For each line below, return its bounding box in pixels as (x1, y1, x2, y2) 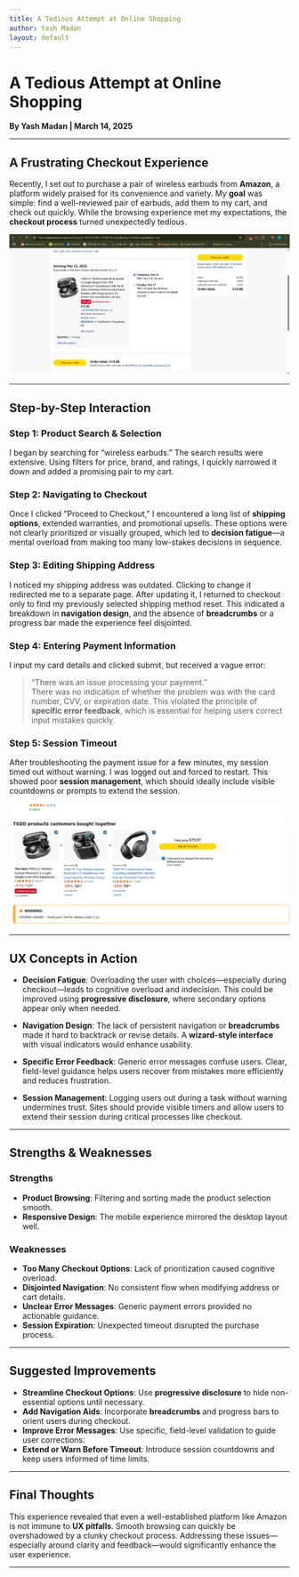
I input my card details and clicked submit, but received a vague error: (9, 659, 266, 670)
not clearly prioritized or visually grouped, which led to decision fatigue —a (9, 528, 285, 538)
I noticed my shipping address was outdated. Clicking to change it (9, 579, 252, 590)
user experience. (9, 1549, 71, 1559)
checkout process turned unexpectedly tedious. (9, 216, 188, 227)
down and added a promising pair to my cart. (9, 466, 174, 477)
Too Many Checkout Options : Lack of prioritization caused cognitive (21, 1264, 276, 1274)
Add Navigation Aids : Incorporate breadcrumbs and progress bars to (21, 1406, 279, 1417)
